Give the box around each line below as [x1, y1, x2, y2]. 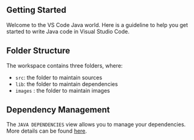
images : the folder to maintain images [15, 87, 110, 94]
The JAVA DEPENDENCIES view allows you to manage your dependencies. [6, 121, 186, 128]
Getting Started [6, 5, 67, 15]
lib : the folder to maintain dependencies [15, 80, 118, 88]
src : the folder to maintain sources [15, 74, 103, 81]
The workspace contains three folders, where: [6, 61, 123, 69]
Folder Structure [6, 45, 70, 56]
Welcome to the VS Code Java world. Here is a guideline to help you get [6, 21, 188, 28]
